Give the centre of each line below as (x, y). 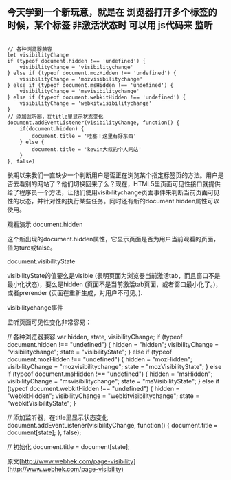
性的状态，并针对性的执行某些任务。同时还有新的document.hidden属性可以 (113, 201)
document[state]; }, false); (44, 432)
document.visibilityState (41, 261)
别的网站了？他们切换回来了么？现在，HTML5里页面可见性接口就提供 (123, 183)
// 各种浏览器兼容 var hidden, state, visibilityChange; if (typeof (95, 337)
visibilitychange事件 (35, 307)
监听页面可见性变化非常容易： (49, 322)
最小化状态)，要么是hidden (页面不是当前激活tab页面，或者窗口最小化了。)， (114, 284)
